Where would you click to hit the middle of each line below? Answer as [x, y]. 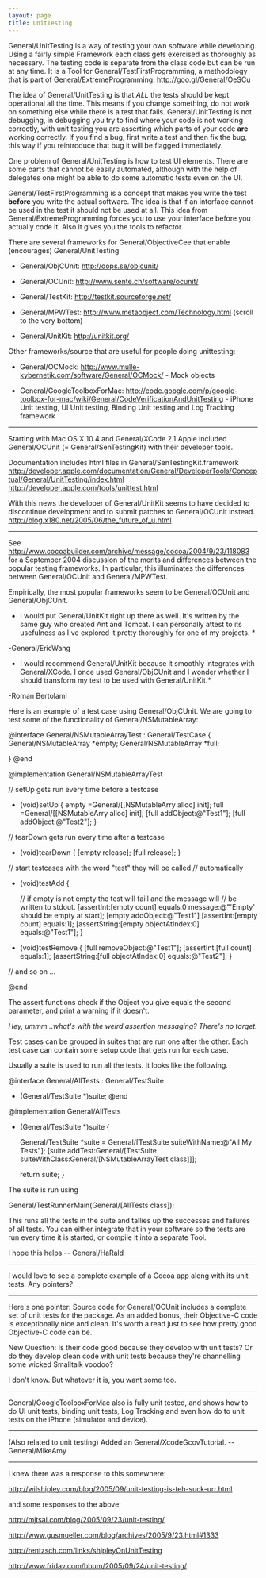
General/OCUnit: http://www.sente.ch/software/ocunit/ [109, 281]
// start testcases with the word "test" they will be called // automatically [126, 868]
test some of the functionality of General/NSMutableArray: [103, 719]
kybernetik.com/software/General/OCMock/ [91, 375]
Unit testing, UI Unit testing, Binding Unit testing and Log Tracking [127, 407]
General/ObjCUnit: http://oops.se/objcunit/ [89, 266]
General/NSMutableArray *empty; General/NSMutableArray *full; [114, 743]
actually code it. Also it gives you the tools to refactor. [96, 226]
